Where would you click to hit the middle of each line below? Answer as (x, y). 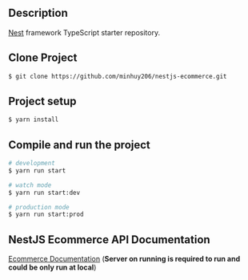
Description (38, 13)
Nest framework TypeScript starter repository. (84, 32)
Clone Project (43, 58)
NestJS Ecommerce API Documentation (109, 239)
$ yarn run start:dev (44, 193)
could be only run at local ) (52, 267)
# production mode (39, 207)
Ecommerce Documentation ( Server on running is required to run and (124, 259)
